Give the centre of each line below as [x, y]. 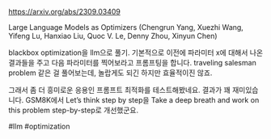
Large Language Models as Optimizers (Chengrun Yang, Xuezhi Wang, [126, 27]
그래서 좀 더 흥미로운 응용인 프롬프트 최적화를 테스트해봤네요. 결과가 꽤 [119, 90]
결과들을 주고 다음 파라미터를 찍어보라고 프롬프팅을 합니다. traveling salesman [132, 63]
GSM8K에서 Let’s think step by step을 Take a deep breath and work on [142, 100]
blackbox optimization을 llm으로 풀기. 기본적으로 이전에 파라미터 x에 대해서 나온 [136, 53]
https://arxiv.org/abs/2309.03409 [65, 12]
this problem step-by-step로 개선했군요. [74, 110]
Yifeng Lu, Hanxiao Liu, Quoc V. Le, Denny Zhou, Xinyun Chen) [113, 36]
